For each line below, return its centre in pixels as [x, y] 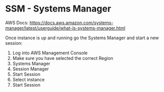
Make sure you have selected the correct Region [63, 58]
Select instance [29, 79]
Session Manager [31, 69]
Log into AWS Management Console [50, 53]
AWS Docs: [17, 23]
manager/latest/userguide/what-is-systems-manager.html [65, 28]
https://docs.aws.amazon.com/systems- [71, 23]
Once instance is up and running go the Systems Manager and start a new [82, 38]
